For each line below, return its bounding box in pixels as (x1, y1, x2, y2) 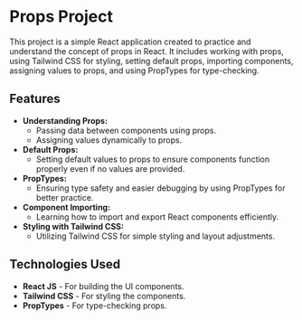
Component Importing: (22, 202, 111, 212)
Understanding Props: (22, 115, 109, 126)
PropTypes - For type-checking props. (22, 300, 167, 311)
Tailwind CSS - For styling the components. (22, 290, 186, 301)
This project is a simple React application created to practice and (9, 36, 251, 47)
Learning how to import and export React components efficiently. (35, 211, 279, 222)
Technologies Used (9, 257, 120, 272)
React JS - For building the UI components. (22, 280, 184, 291)
